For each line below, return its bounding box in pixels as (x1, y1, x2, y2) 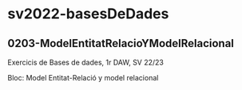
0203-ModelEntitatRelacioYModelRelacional (7, 37, 235, 50)
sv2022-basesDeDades (7, 5, 169, 23)
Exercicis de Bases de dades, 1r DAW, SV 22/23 (7, 57, 165, 67)
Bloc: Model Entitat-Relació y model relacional (7, 73, 159, 82)
